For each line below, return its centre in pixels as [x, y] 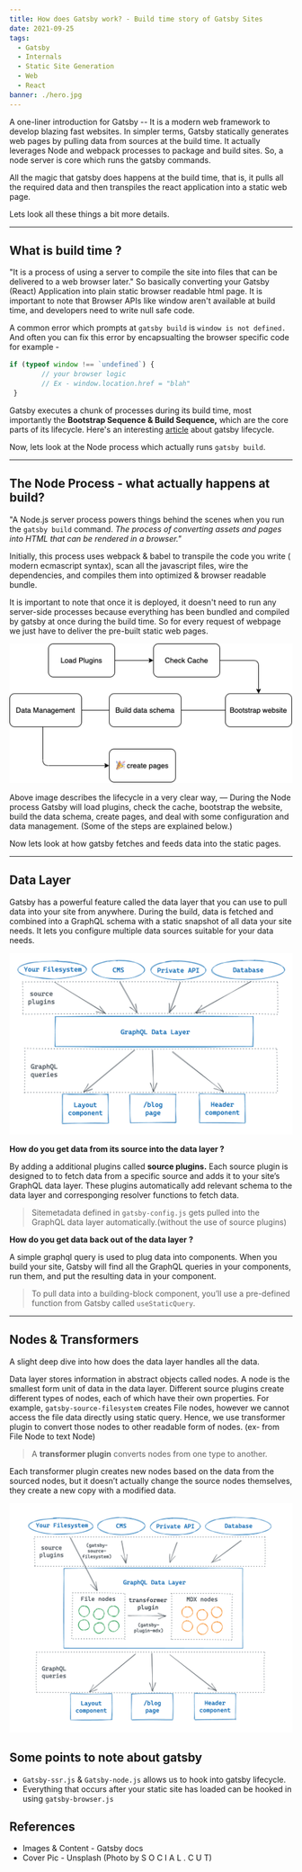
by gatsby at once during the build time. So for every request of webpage [145, 621]
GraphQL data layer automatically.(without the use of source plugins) [159, 1222]
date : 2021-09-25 [42, 28]
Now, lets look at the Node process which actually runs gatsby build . [138, 446]
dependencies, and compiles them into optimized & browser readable [138, 575]
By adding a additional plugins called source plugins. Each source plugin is [149, 1166]
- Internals [40, 57]
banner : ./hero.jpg [46, 94]
